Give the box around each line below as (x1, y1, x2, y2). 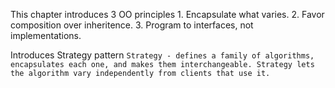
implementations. (10, 30, 82, 41)
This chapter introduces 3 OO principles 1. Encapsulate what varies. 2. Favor (10, 9, 325, 20)
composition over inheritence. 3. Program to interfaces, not (10, 19, 254, 31)
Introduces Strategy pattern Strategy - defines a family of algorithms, (10, 49, 315, 61)
